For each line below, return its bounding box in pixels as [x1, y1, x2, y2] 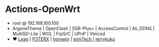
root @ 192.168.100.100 [12, 20, 59, 26]
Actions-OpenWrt [5, 3, 81, 15]
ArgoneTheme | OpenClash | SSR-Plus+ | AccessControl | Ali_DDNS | [12, 25, 155, 31]
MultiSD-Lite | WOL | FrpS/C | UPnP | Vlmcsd [12, 30, 106, 36]
